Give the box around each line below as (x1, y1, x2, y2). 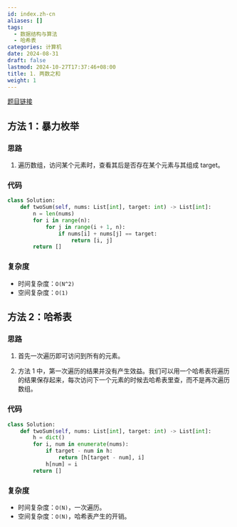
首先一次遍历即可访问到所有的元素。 (17, 352, 125, 360)
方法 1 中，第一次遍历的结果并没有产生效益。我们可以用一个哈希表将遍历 (17, 367, 230, 375)
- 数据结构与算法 (14, 30, 58, 38)
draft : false (7, 57, 46, 64)
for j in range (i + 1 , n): (45, 223, 126, 230)
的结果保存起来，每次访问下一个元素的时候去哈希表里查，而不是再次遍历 (17, 376, 230, 384)
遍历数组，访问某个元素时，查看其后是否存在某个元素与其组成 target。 (17, 161, 224, 170)
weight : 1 (7, 76, 37, 84)
